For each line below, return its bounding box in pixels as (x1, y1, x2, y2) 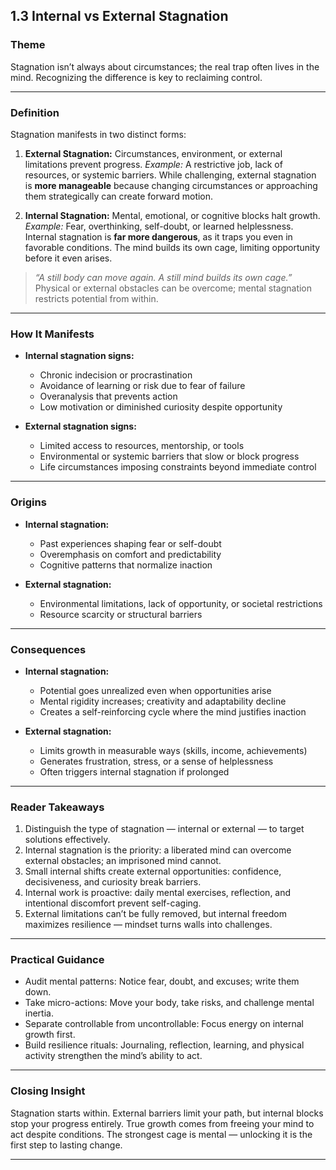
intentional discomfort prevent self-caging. (24, 897, 202, 909)
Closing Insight (10, 1084, 86, 1098)
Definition (10, 105, 60, 119)
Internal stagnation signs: (24, 350, 135, 362)
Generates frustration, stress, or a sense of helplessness (39, 755, 274, 767)
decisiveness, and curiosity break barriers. (24, 876, 202, 888)
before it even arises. (24, 252, 113, 264)
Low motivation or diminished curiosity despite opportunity (39, 401, 283, 413)
